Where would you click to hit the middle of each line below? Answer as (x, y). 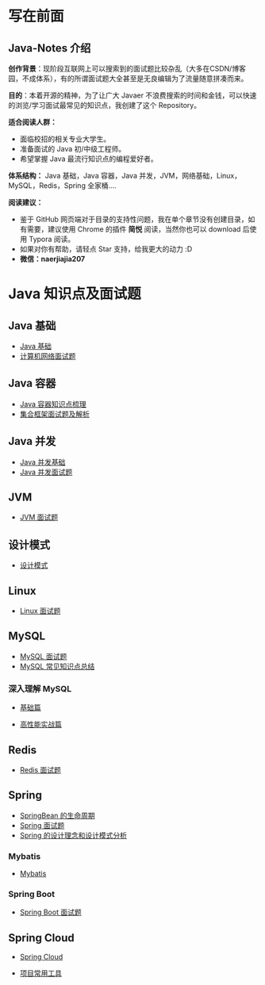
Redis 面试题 (40, 769)
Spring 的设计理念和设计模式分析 (73, 835)
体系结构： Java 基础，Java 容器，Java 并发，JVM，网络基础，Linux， (125, 176)
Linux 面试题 (40, 611)
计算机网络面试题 (48, 356)
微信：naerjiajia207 (52, 259)
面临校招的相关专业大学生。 (65, 139)
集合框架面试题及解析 (54, 414)
